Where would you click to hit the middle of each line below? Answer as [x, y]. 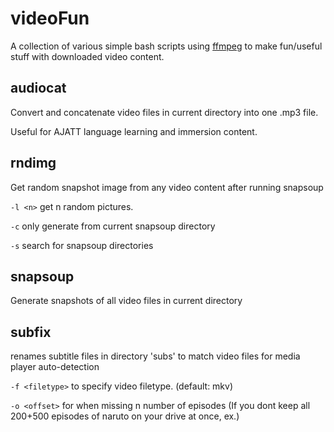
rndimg [33, 163]
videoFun [50, 18]
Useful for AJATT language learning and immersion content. [134, 131]
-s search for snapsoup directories [82, 245]
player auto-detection [55, 367]
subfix [31, 332]
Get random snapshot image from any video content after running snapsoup [167, 187]
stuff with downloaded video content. [87, 56]
